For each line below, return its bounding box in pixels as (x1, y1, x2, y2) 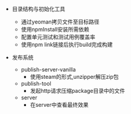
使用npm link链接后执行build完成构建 (21, 41, 113, 48)
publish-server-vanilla (21, 66, 76, 73)
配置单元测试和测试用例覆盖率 (21, 33, 95, 41)
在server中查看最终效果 (30, 101, 89, 108)
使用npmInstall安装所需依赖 (21, 26, 89, 33)
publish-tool (21, 80, 51, 87)
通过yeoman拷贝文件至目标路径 (21, 18, 100, 25)
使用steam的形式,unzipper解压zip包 (30, 73, 119, 80)
